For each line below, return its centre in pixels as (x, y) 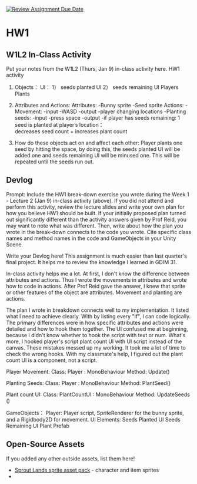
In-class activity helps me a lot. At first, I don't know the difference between (98, 274)
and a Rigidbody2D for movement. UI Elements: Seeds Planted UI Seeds (93, 419)
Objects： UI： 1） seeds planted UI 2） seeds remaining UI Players (96, 87)
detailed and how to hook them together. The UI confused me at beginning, (97, 329)
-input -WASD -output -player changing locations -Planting (115, 111)
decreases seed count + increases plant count (71, 131)
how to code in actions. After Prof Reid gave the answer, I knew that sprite (96, 286)
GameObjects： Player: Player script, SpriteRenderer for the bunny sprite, (95, 413)
